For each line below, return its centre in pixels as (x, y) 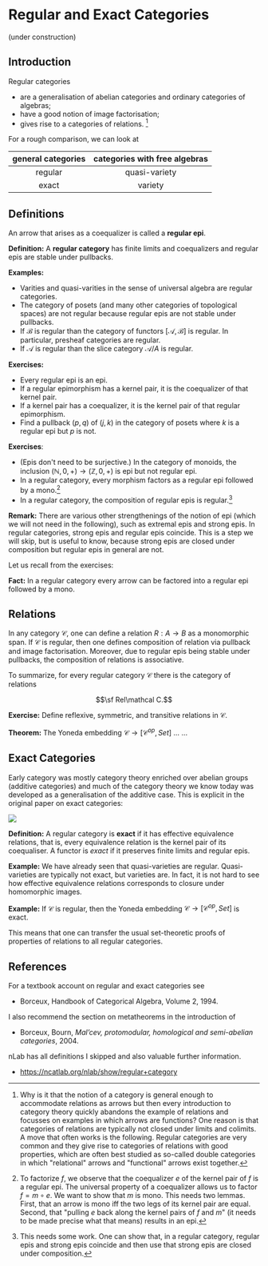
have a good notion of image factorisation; (89, 114)
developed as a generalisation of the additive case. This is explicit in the (126, 795)
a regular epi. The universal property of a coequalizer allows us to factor (138, 1187)
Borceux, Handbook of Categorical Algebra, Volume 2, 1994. (119, 1001)
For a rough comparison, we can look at (74, 139)
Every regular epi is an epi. (63, 380)
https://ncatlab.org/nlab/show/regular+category (99, 1072)
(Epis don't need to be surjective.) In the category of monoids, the (128, 463)
